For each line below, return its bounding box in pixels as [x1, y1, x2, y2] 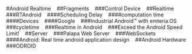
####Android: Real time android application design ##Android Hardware [6, 36, 187, 43]
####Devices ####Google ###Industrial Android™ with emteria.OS [6, 18, 177, 24]
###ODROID [6, 42, 37, 49]
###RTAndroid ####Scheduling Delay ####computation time [6, 11, 164, 18]
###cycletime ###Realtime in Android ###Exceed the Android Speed [6, 23, 183, 31]
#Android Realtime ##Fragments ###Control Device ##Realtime [6, 5, 174, 12]
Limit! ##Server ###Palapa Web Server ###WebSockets [6, 30, 156, 37]
